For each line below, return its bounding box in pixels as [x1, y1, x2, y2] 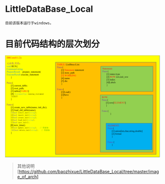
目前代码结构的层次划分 [5, 38, 100, 50]
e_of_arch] [17, 174, 39, 180]
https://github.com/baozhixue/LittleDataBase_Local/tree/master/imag [19, 168, 159, 174]
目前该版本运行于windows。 [5, 21, 54, 26]
